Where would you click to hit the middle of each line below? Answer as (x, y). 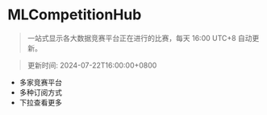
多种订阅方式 (40, 92)
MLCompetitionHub (75, 15)
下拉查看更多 (40, 102)
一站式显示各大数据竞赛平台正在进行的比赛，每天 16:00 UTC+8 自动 (140, 38)
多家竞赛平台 (40, 82)
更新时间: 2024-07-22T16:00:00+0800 (92, 65)
